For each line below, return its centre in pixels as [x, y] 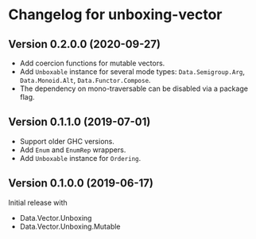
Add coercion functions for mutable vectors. [92, 63]
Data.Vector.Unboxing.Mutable [70, 226]
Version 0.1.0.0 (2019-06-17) [81, 184]
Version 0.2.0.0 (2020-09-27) [85, 44]
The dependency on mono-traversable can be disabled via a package [134, 88]
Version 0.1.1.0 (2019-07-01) [80, 122]
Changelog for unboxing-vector [115, 15]
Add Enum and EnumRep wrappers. [73, 150]
